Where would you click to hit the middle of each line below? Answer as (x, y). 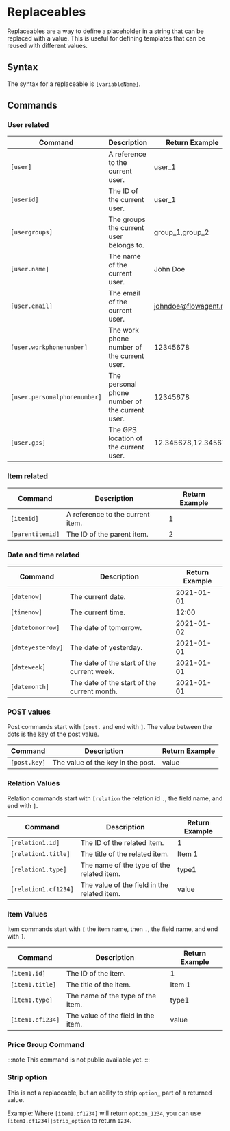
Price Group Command (46, 1044)
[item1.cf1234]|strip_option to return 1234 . (69, 1120)
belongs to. (127, 245)
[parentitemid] (35, 534)
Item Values (27, 914)
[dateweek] (28, 668)
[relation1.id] (35, 843)
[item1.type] (32, 1000)
